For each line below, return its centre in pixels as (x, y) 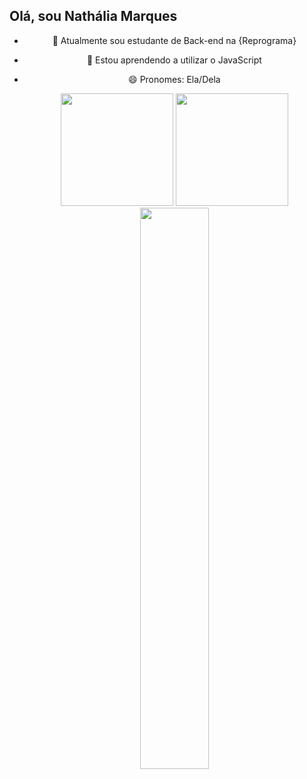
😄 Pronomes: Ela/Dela (174, 79)
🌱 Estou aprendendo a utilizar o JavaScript (174, 60)
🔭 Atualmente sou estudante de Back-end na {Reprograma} (174, 40)
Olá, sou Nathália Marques (93, 16)
